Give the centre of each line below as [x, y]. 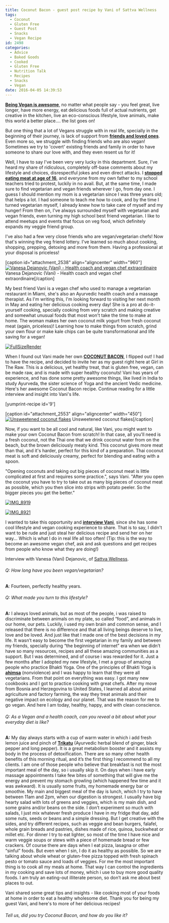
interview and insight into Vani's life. [43, 394]
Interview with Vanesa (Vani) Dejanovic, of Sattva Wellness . [67, 559]
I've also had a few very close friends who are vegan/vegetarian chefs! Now [84, 236]
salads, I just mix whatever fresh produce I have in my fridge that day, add [82, 813]
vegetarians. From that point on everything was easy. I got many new [77, 678]
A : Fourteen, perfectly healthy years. [43, 586]
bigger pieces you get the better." [40, 493]
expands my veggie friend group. [40, 227]
